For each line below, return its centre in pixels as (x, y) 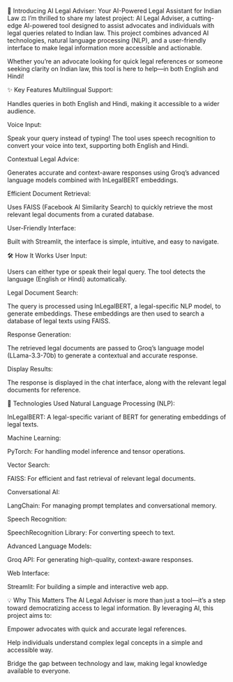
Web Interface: (29, 573)
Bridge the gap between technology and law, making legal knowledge (107, 664)
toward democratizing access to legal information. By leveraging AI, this (111, 608)
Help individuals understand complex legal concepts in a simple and (105, 643)
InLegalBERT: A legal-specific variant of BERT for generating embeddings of (117, 417)
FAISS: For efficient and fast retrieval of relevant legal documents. (102, 479)
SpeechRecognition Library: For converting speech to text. (91, 533)
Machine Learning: (34, 438)
